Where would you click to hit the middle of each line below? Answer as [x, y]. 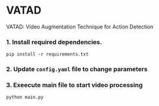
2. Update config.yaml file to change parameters [77, 69]
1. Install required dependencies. [54, 42]
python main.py [25, 97]
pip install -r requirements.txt [47, 54]
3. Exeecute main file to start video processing [74, 85]
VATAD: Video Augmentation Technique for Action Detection [80, 27]
